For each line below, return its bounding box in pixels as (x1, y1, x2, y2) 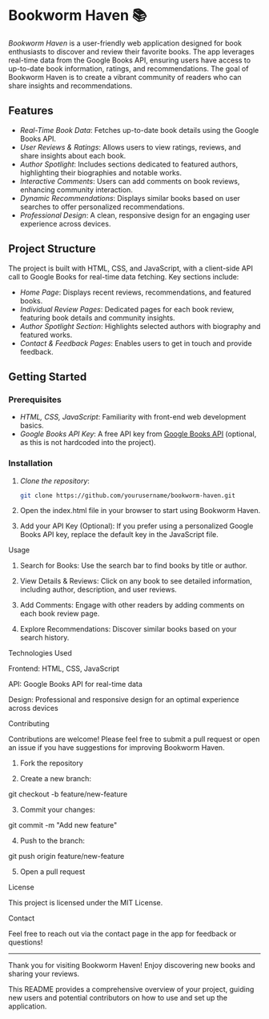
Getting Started (8, 370, 87, 383)
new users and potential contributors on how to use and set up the (8, 993, 228, 1003)
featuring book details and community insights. (19, 313, 175, 323)
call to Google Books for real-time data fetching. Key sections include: (8, 271, 239, 281)
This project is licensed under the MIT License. (8, 898, 163, 908)
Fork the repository (19, 758, 84, 768)
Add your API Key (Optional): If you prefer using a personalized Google (19, 521, 254, 531)
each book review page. (19, 609, 100, 619)
